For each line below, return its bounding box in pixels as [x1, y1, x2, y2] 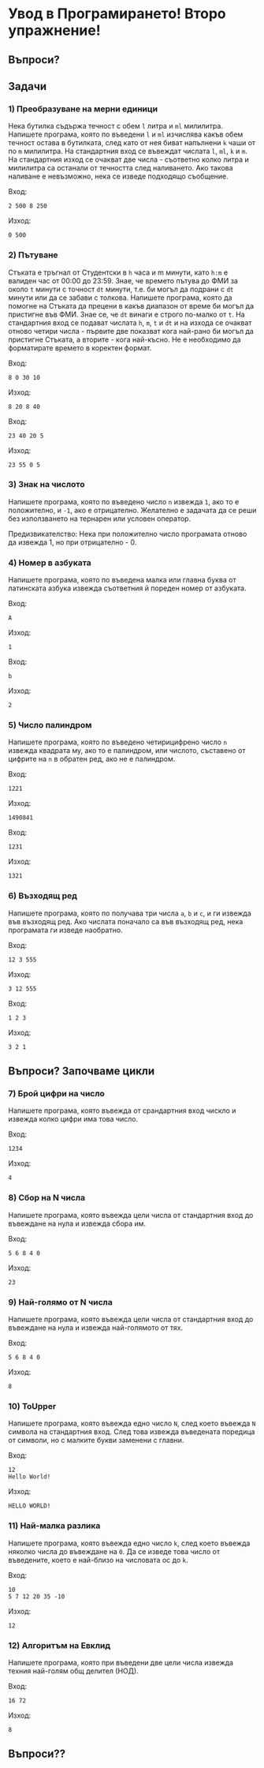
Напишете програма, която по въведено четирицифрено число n [8, 737, 227, 747]
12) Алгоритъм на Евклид [8, 1639, 111, 1650]
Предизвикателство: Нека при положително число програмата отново [8, 529, 247, 538]
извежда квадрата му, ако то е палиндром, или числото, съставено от [8, 746, 246, 755]
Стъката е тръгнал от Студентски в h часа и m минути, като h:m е [8, 268, 229, 277]
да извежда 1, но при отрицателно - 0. [8, 538, 137, 547]
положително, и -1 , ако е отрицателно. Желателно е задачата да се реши [8, 505, 257, 515]
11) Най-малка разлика [8, 1520, 101, 1531]
